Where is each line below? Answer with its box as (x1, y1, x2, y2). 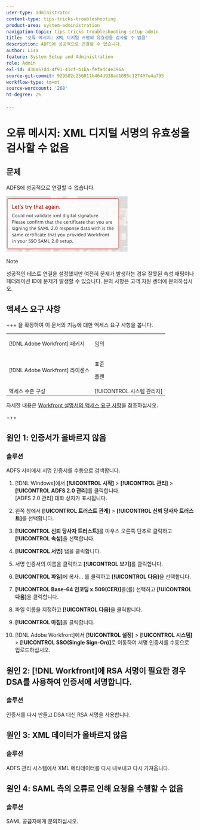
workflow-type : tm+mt (6, 79, 60, 85)
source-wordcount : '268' (6, 86, 68, 92)
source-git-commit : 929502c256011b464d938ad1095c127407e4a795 (6, 72, 164, 79)
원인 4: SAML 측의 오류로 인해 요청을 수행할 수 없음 (6, 783, 184, 793)
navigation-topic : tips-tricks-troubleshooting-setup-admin (6, 29, 159, 35)
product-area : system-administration (6, 22, 100, 28)
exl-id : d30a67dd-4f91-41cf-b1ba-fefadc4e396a (6, 66, 124, 72)
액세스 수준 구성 (8, 387, 46, 394)
